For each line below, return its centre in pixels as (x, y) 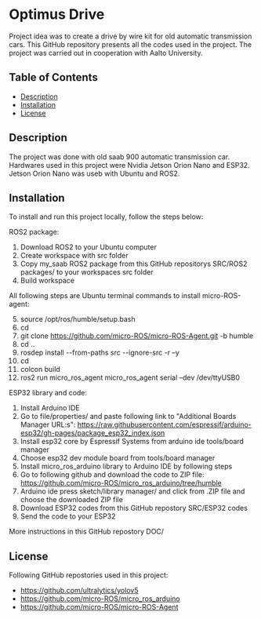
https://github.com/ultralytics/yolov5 (79, 591)
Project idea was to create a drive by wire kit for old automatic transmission (130, 36)
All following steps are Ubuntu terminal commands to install (105, 296)
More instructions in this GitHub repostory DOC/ (86, 532)
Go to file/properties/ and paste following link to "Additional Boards (128, 417)
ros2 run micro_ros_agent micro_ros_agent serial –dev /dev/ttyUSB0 (130, 377)
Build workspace (47, 281)
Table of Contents (54, 77)
